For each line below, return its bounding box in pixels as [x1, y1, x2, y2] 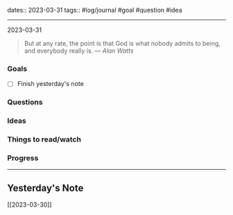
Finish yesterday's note [17, 80, 85, 88]
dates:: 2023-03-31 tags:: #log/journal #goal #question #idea [7, 6, 182, 14]
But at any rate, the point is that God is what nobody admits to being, [24, 40, 221, 47]
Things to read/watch [7, 135, 82, 144]
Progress [7, 153, 39, 163]
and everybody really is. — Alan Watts [24, 46, 134, 55]
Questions [7, 97, 43, 107]
